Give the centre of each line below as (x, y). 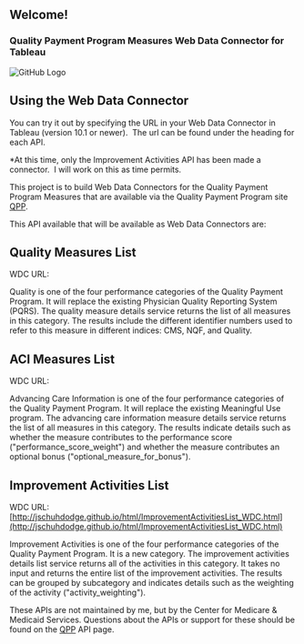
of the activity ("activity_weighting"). (78, 592)
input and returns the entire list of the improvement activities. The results (146, 573)
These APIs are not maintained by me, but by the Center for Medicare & (143, 609)
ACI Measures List (62, 359)
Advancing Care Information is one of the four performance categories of (147, 398)
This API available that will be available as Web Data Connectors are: (138, 224)
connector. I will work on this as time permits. (96, 169)
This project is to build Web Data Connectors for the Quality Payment (139, 186)
